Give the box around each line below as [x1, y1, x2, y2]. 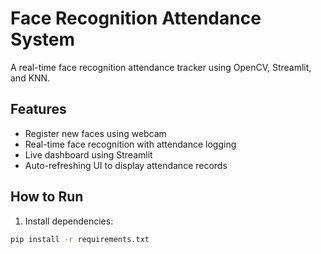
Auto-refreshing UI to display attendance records [24, 159, 228, 171]
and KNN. [10, 72, 51, 84]
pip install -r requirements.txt [10, 234, 150, 244]
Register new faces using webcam [24, 127, 167, 139]
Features [10, 101, 67, 118]
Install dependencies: [24, 215, 114, 227]
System [10, 28, 76, 51]
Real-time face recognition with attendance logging [24, 138, 237, 150]
